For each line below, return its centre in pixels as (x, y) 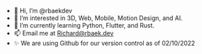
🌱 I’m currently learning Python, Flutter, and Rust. (84, 25)
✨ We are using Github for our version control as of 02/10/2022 (104, 43)
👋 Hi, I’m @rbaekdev (43, 11)
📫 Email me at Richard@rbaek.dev (64, 33)
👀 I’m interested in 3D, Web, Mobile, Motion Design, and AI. (98, 18)
